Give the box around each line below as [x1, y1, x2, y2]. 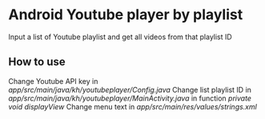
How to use [8, 55, 66, 69]
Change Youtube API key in [8, 76, 98, 85]
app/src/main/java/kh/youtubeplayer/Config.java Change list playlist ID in [8, 85, 252, 94]
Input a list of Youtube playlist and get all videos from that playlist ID [8, 32, 232, 42]
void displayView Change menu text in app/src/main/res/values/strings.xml [8, 101, 258, 111]
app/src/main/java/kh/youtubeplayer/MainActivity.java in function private [8, 93, 252, 103]
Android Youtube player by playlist [8, 6, 243, 24]
